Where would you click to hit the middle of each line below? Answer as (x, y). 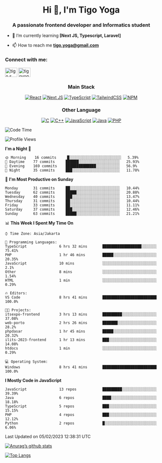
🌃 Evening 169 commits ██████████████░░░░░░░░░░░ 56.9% (71, 166)
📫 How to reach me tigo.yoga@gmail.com (55, 45)
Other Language (81, 110)
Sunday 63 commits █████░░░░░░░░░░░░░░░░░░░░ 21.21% (72, 214)
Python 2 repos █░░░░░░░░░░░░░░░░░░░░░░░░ (81, 423)
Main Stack (81, 87)
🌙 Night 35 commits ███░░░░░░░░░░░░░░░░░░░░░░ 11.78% (72, 170)
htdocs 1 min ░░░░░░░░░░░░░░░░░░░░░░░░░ (81, 348)
